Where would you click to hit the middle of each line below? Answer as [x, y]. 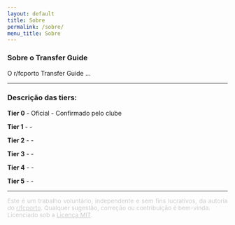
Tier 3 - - [21, 154]
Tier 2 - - [21, 140]
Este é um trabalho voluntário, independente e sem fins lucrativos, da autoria [117, 201]
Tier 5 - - [20, 181]
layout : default [31, 14]
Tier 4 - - [21, 167]
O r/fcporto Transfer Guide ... [49, 73]
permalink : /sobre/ [36, 27]
